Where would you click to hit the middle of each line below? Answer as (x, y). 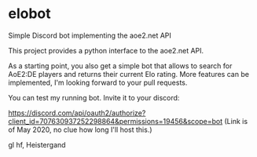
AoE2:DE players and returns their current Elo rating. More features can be (129, 74)
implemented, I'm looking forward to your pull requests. (98, 82)
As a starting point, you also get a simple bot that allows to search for (120, 66)
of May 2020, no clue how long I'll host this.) (80, 130)
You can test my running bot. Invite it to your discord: (94, 97)
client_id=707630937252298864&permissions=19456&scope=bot (116, 121)
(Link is (236, 121)
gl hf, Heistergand (37, 144)
